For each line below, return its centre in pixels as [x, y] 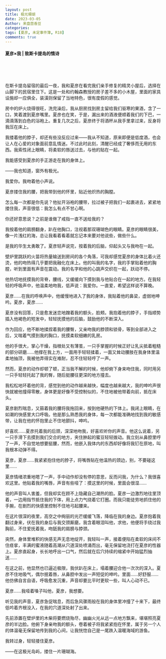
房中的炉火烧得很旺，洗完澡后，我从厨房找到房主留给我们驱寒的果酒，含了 [81, 109]
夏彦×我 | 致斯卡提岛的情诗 [32, 54]
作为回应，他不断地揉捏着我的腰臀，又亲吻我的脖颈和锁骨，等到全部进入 [79, 329]
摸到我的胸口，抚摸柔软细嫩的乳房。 [68, 336]
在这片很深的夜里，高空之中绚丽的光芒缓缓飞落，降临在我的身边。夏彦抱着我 [83, 516]
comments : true [21, 38]
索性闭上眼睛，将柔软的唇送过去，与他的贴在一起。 [70, 150]
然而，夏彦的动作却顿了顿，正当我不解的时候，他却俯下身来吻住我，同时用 [81, 369]
